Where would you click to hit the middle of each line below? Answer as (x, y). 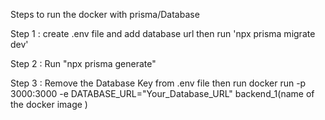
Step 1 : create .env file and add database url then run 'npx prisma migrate (163, 33)
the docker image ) (49, 104)
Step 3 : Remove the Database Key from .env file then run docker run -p (158, 83)
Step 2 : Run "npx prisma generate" (83, 63)
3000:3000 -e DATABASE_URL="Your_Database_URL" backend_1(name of (162, 93)
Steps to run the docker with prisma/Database (105, 14)
